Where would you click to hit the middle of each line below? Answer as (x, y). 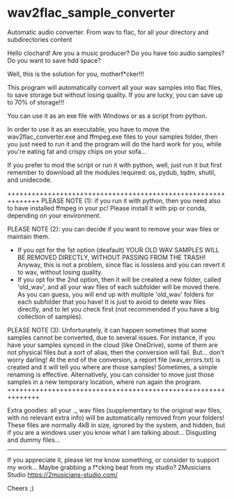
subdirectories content (40, 39)
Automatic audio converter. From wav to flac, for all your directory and (108, 32)
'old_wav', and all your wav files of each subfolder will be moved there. (119, 286)
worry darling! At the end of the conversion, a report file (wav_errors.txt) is (114, 360)
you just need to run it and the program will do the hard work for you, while (114, 144)
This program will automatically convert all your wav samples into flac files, (115, 87)
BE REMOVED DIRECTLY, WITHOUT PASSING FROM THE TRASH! (111, 257)
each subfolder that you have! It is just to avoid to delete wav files (111, 302)
